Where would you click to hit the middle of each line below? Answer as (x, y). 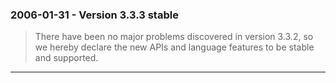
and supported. (66, 58)
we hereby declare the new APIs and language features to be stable (174, 47)
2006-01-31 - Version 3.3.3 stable (94, 15)
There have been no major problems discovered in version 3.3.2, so (174, 37)
